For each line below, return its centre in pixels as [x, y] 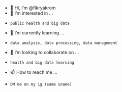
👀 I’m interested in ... [32, 13]
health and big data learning [42, 63]
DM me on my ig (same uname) [41, 84]
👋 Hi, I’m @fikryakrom [33, 8]
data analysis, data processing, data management [64, 43]
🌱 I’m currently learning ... [37, 33]
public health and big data [40, 23]
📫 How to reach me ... [34, 72]
